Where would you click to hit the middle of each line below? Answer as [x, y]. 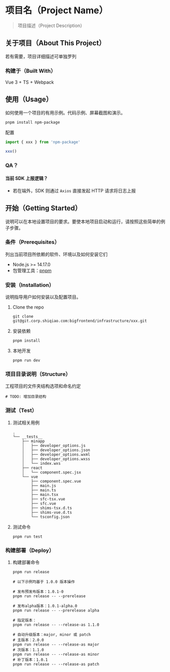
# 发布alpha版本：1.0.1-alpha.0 [45, 606]
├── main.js [44, 486]
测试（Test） [21, 410]
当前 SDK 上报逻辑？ [27, 178]
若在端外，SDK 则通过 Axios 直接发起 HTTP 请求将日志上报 [74, 190]
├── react [32, 468]
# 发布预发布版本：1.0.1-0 [38, 592]
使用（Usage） [29, 100]
